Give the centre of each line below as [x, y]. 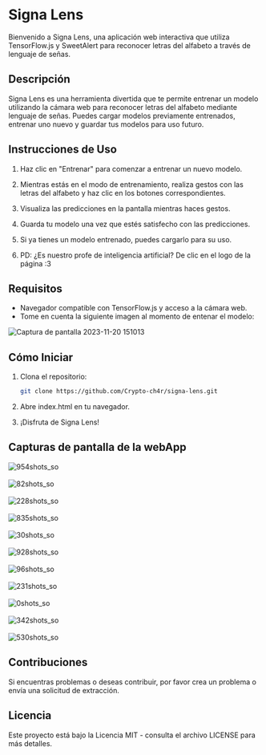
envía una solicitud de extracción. [64, 690]
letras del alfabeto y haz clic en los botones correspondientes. [123, 193]
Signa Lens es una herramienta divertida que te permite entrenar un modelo [133, 99]
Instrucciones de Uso [63, 150]
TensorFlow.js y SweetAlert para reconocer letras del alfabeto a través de [129, 45]
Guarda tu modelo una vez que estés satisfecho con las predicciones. [135, 224]
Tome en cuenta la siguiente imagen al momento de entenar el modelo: [137, 317]
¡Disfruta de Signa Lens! [60, 422]
